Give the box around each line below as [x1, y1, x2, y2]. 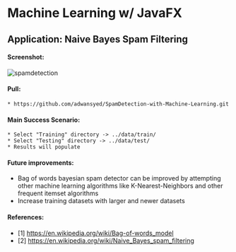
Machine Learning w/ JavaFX [7, 5, 182, 21]
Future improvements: [7, 158, 74, 167]
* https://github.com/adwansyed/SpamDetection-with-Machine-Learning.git [7, 101, 230, 108]
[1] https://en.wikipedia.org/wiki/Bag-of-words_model [17, 229, 175, 237]
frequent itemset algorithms [17, 189, 99, 197]
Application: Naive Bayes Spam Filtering [7, 33, 189, 45]
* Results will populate [7, 144, 81, 151]
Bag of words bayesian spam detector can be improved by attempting [17, 174, 221, 183]
